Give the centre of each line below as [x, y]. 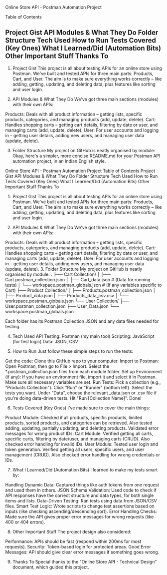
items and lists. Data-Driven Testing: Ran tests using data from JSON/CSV [81, 500]
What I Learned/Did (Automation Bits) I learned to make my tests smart [85, 469]
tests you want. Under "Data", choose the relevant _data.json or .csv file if [81, 393]
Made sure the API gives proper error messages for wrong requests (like [80, 516]
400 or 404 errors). [25, 522]
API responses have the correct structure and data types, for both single [80, 495]
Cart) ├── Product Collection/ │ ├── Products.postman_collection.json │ [81, 290]
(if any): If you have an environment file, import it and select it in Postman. [81, 377]
